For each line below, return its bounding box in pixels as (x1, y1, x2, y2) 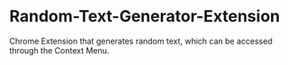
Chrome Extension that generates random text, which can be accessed (9, 36, 273, 46)
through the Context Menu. (9, 45, 110, 55)
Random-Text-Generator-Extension (9, 6, 281, 27)
